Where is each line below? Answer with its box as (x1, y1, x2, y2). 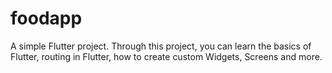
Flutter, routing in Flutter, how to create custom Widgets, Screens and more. (10, 50, 323, 62)
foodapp (10, 7, 83, 30)
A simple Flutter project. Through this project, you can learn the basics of (10, 40, 312, 52)
